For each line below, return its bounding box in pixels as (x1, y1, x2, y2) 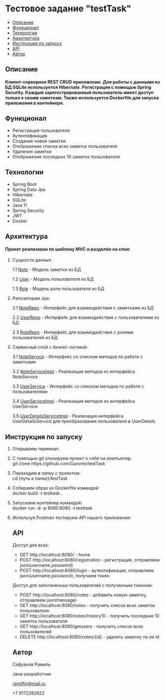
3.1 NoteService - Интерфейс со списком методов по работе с (12, 354, 143, 360)
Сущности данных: (12, 257, 53, 263)
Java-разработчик (12, 671, 51, 677)
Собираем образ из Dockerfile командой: (12, 485, 100, 491)
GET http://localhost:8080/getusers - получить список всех (19, 623, 143, 629)
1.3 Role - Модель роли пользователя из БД (12, 286, 105, 292)
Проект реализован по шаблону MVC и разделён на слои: (5, 246, 131, 252)
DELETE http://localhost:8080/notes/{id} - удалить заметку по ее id (19, 634, 160, 640)
